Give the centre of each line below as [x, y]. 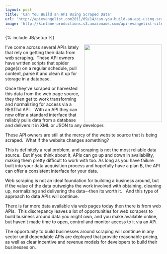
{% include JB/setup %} [30, 38]
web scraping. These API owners [40, 58]
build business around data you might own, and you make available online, [81, 217]
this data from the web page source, [42, 94]
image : [12, 24]
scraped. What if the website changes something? [57, 140]
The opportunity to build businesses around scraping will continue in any [80, 232]
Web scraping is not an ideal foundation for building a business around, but [82, 181]
